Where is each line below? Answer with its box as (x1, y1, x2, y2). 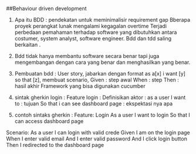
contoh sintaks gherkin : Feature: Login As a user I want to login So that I (14, 111, 190, 118)
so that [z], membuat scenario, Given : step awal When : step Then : (14, 76, 179, 83)
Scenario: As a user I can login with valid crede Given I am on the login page (6, 129, 191, 136)
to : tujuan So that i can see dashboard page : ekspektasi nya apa (14, 100, 173, 107)
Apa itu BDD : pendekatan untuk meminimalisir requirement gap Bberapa (14, 16, 191, 23)
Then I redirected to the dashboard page (6, 142, 104, 148)
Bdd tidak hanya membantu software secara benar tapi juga (14, 53, 160, 59)
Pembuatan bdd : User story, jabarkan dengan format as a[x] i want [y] (14, 70, 186, 77)
